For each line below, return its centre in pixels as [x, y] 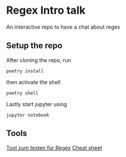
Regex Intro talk [46, 10]
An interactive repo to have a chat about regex [63, 27]
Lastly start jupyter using [37, 104]
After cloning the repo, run [39, 60]
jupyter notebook [28, 115]
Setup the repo [34, 46]
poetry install [25, 71]
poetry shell [22, 93]
